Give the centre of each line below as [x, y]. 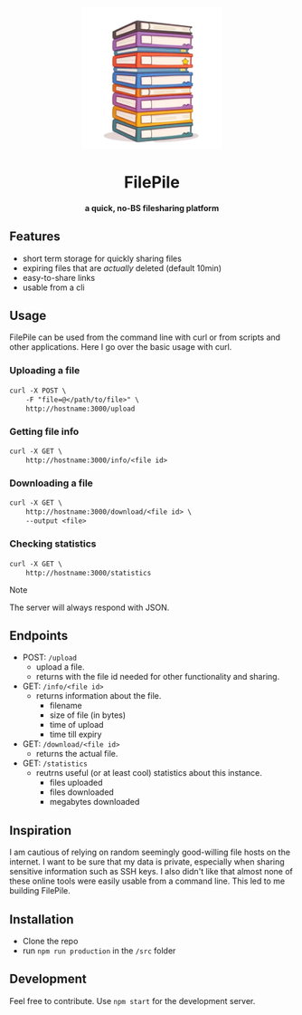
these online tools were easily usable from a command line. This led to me [147, 881]
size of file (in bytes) [88, 715]
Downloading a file [51, 483]
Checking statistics [53, 544]
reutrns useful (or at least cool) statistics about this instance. [149, 773]
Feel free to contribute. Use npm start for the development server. [132, 1000]
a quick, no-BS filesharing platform [152, 208]
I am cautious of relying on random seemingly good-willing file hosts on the [150, 852]
